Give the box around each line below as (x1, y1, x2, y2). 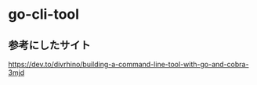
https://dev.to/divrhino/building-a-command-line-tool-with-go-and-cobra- (8, 60, 249, 69)
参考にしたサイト (8, 38, 91, 51)
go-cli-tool (8, 5, 80, 23)
